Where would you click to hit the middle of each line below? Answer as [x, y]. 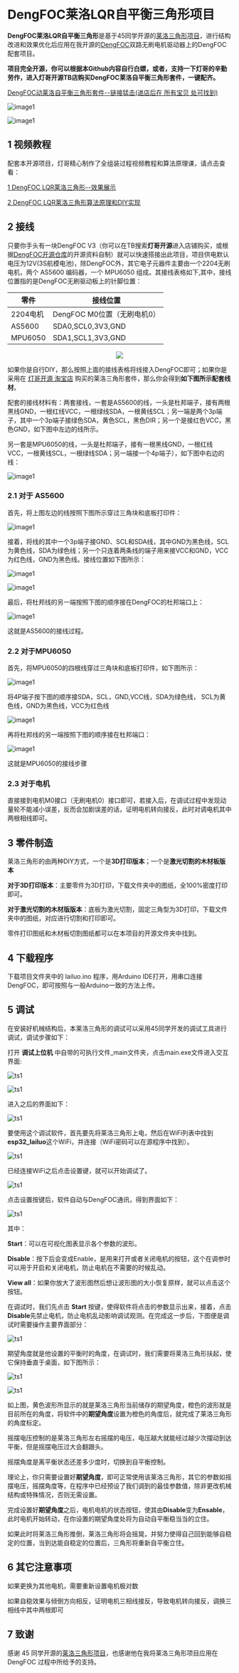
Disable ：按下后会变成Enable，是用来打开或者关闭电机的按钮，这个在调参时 [119, 1258]
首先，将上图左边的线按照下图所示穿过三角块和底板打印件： [95, 512]
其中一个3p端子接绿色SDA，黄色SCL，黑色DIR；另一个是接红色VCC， [122, 420]
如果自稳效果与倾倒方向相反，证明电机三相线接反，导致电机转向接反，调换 [116, 1600]
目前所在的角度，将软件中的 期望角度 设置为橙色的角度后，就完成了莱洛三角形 [119, 1413]
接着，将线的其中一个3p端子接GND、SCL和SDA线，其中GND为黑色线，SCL [118, 541]
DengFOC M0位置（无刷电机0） [107, 314]
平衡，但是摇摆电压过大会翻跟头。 [57, 1446]
